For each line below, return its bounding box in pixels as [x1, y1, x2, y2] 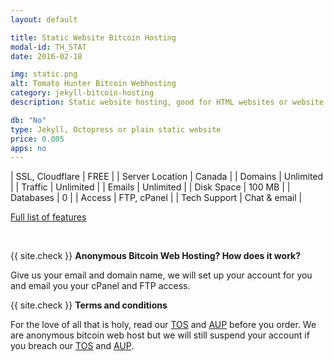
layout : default [10, 14, 78, 25]
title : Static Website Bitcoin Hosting [10, 32, 177, 43]
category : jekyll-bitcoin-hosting [10, 88, 155, 98]
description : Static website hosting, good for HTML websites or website [10, 97, 325, 107]
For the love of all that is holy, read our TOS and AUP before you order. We [10, 319, 317, 331]
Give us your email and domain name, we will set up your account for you [10, 269, 313, 281]
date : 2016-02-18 [10, 51, 83, 61]
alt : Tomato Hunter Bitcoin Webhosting [10, 79, 177, 89]
